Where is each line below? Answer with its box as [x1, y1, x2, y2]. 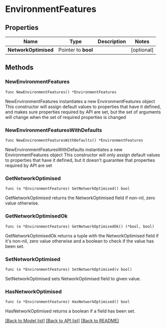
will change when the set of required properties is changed [5, 114, 126, 120]
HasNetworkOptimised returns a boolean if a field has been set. [5, 308, 136, 314]
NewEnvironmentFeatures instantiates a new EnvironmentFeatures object [5, 98, 155, 104]
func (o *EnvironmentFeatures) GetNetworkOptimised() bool [5, 186, 130, 191]
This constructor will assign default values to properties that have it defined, [5, 104, 162, 109]
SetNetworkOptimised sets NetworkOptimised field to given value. [5, 275, 141, 282]
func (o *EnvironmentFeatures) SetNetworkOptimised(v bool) [5, 267, 133, 272]
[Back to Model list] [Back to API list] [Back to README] [5, 318, 119, 324]
